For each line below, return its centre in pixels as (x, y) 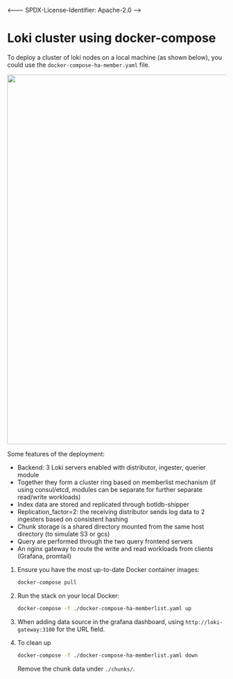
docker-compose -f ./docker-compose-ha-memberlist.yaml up (104, 608)
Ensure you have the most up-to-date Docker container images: (108, 569)
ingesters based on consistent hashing (72, 519)
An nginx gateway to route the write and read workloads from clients (115, 548)
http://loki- (204, 622)
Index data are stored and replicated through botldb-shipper (103, 504)
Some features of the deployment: (56, 454)
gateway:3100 (36, 630)
